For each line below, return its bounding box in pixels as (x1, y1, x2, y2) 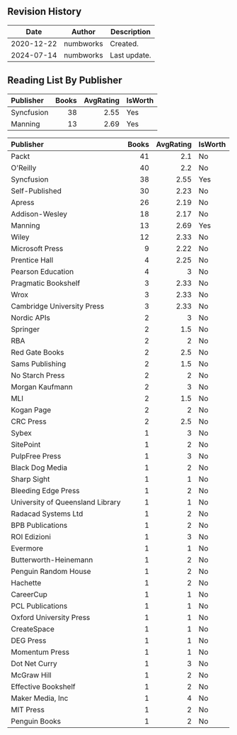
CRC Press (11, 416, 47, 426)
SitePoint (11, 439, 41, 449)
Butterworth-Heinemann (11, 555, 93, 565)
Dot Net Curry (11, 658, 58, 668)
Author (71, 26, 96, 36)
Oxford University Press (11, 612, 91, 622)
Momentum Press (11, 647, 70, 657)
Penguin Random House (11, 566, 91, 576)
